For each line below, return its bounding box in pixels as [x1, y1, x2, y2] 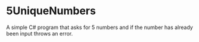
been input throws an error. [6, 30, 73, 37]
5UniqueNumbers [6, 4, 97, 18]
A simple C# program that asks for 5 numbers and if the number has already [6, 24, 194, 31]
